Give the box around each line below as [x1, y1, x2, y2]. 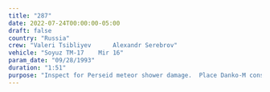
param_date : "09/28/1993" [8, 57, 95, 65]
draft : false [8, 26, 52, 34]
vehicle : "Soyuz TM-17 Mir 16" [8, 49, 125, 57]
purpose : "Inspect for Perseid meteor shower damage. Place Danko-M [8, 71, 247, 79]
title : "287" [8, 11, 52, 20]
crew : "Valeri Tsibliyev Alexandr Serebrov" [8, 42, 178, 50]
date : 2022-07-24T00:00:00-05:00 [8, 19, 121, 27]
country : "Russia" [8, 34, 70, 42]
